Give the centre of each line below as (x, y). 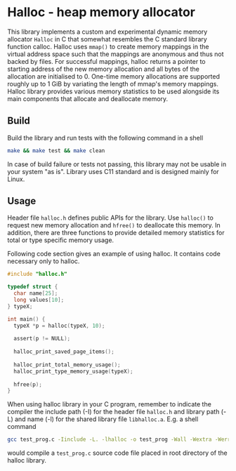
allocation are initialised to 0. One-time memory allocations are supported (113, 76)
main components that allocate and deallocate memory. (88, 98)
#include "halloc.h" (38, 274)
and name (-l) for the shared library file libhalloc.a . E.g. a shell (106, 419)
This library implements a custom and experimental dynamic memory (107, 32)
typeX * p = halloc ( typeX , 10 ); (59, 326)
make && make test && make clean (56, 151)
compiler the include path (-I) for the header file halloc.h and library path (113, 412)
